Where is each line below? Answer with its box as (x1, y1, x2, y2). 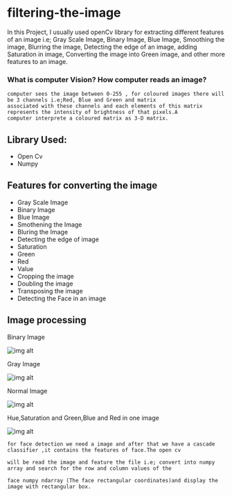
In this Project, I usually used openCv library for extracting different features (7, 28, 224, 36)
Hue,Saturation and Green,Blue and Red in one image (7, 414, 159, 422)
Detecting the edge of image (17, 235, 99, 243)
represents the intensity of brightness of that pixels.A (7, 109, 178, 116)
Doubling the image (17, 279, 73, 288)
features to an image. (7, 57, 68, 65)
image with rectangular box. (7, 483, 91, 490)
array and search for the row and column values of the (7, 464, 172, 472)
